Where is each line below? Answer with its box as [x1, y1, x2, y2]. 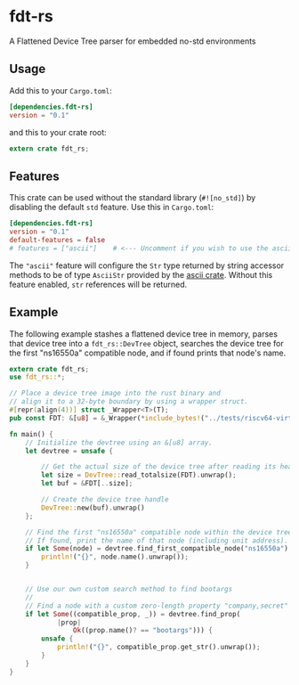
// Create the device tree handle [41, 495, 169, 504]
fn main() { [9, 429, 53, 438]
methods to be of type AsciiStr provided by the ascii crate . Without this [9, 269, 273, 280]
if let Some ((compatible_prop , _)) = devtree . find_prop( [25, 609, 241, 618]
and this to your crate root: [9, 126, 107, 137]
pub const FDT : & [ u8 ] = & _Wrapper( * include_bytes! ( [9, 413, 205, 422]
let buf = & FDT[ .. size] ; [41, 479, 133, 488]
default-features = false [9, 235, 105, 244]
